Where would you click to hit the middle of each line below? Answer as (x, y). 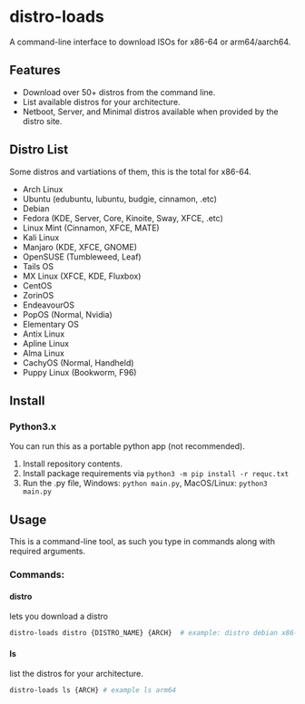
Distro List (39, 150)
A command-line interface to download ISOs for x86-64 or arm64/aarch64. (150, 42)
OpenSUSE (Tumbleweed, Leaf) (82, 257)
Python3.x (33, 426)
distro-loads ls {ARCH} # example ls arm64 (93, 690)
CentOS (37, 285)
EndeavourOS (49, 305)
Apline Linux (46, 343)
